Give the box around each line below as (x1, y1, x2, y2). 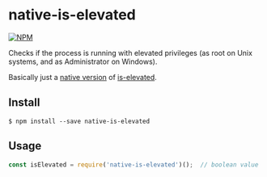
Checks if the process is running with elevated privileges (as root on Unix (8, 48, 253, 57)
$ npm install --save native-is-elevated (8, 117, 150, 125)
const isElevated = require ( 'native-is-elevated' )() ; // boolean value (8, 160, 259, 169)
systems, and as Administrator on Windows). (8, 57, 158, 66)
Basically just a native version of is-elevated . (8, 72, 158, 82)
